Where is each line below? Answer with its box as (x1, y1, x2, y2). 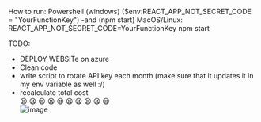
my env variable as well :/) (19, 79, 105, 89)
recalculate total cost (19, 88, 89, 97)
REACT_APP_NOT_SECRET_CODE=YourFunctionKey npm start (8, 24, 210, 32)
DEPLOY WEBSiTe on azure (19, 55, 109, 63)
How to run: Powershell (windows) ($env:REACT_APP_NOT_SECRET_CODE (8, 7, 252, 16)
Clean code (19, 63, 58, 72)
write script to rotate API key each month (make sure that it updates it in (19, 71, 255, 80)
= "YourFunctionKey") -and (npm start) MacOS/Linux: (8, 15, 183, 25)
